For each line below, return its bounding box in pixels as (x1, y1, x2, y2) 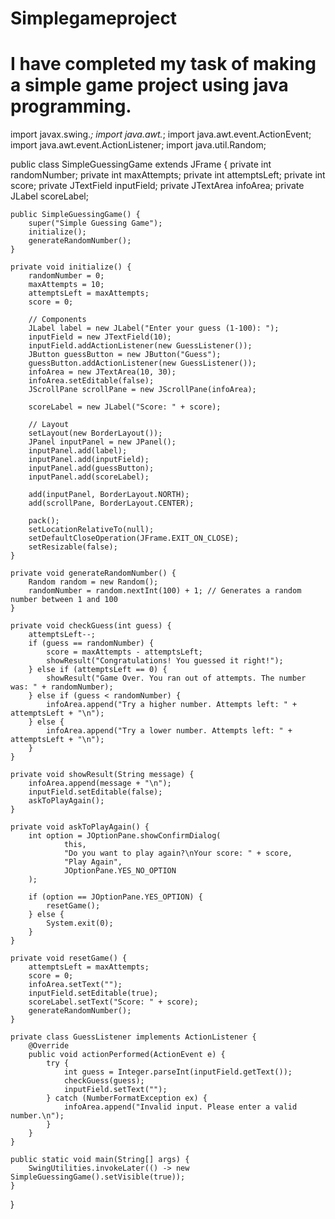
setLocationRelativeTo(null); (28, 525, 155, 535)
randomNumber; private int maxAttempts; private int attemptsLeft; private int (10, 169, 326, 181)
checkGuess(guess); (63, 1076, 145, 1086)
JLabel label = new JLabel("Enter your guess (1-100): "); (28, 323, 280, 334)
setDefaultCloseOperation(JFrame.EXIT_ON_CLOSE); (28, 533, 240, 544)
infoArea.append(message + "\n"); (28, 778, 172, 789)
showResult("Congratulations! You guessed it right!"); (46, 656, 284, 666)
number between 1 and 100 (10, 595, 118, 605)
